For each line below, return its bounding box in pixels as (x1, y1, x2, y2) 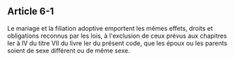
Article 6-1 (7, 6, 55, 17)
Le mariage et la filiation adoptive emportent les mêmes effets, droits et (7, 24, 213, 32)
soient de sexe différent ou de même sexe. (7, 46, 130, 54)
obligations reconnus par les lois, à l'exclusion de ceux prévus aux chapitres (7, 31, 228, 40)
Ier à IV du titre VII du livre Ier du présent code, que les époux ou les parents (7, 38, 228, 47)
